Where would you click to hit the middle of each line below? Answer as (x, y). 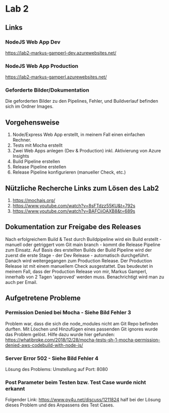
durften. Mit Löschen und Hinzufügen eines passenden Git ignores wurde (81, 329)
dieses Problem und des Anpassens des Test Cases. (60, 405)
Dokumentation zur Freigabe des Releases (73, 227)
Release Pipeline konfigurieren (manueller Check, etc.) (69, 172)
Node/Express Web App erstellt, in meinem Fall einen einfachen (79, 135)
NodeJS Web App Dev (33, 42)
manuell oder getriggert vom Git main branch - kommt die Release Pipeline (83, 244)
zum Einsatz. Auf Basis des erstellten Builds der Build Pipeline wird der (79, 250)
